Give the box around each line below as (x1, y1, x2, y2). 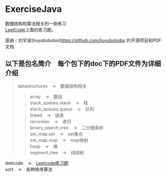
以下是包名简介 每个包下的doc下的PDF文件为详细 (5, 60, 161, 68)
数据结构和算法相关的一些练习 (5, 20, 66, 26)
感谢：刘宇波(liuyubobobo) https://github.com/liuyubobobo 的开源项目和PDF (5, 37, 162, 43)
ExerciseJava (5, 3, 62, 15)
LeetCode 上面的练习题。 (5, 26, 56, 33)
